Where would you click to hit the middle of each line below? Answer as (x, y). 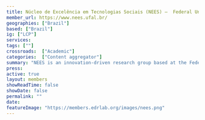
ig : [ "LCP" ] (21, 35)
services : (19, 40)
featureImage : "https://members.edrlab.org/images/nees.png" (86, 108)
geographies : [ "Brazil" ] (38, 23)
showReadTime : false (33, 85)
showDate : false (27, 91)
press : (15, 68)
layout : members (27, 79)
